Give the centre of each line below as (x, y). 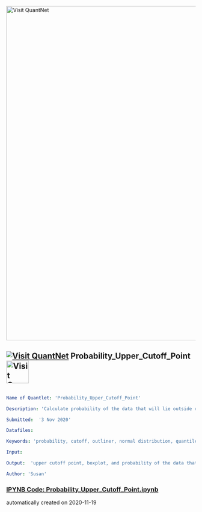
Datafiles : (20, 431)
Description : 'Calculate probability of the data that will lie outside (99, 409)
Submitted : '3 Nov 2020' (38, 420)
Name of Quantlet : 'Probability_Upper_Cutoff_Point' (74, 398)
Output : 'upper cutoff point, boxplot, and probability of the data (95, 463)
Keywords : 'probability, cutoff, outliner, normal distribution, (90, 442)
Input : (14, 452)
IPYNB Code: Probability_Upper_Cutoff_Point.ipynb (82, 489)
